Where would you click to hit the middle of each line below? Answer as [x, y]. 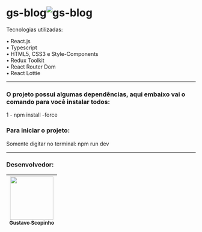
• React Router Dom [31, 67]
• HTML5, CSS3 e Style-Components [52, 53]
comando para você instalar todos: [58, 102]
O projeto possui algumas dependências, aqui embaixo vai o [96, 94]
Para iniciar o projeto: [38, 130]
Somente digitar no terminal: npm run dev [58, 144]
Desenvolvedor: [30, 165]
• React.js [19, 41]
